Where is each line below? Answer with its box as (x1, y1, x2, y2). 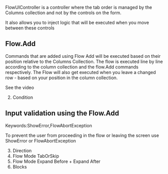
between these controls (5, 25, 55, 31)
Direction (12, 147, 32, 154)
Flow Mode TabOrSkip (12, 153, 59, 159)
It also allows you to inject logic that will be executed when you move (5, 20, 149, 25)
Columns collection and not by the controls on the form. (5, 10, 121, 16)
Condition (12, 94, 33, 100)
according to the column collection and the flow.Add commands (5, 63, 139, 70)
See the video (5, 84, 34, 90)
